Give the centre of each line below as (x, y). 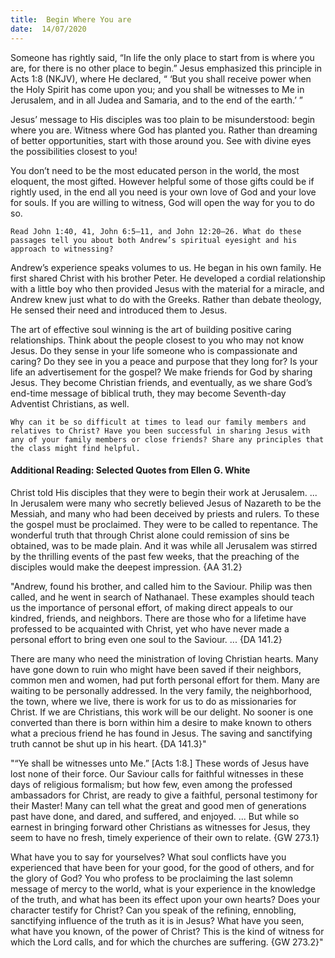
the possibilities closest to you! (74, 151)
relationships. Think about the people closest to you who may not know (157, 340)
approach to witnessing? (62, 249)
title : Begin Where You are (71, 19)
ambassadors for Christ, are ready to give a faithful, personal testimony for (164, 795)
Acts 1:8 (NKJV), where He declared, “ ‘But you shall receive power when (161, 78)
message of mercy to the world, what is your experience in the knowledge (163, 888)
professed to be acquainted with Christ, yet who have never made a (150, 628)
